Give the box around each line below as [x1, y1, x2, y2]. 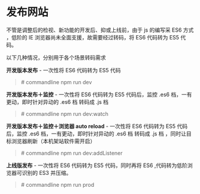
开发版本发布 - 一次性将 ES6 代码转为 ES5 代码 [6, 66, 121, 73]
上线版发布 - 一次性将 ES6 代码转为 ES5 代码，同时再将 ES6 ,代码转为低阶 [6, 162, 187, 169]
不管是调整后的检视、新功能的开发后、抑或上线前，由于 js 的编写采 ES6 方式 [6, 26, 194, 33]
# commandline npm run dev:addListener [20, 149, 123, 156]
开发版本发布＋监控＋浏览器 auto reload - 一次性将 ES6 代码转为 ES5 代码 [6, 122, 188, 130]
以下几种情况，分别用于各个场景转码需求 [6, 54, 106, 61]
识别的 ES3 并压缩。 [22, 169, 72, 176]
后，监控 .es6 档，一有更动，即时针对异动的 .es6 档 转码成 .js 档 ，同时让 [6, 130, 187, 137]
